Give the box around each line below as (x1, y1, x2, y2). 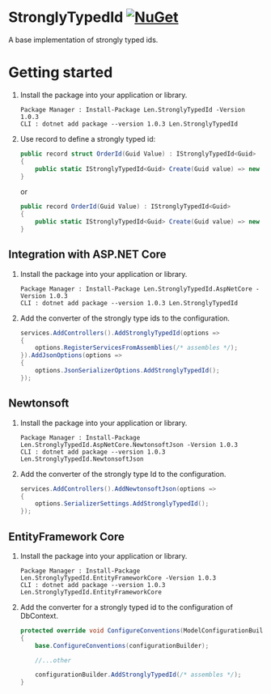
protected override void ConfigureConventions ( (19, 626, 184, 635)
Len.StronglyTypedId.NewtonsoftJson (19, 454, 144, 463)
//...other (35, 656, 72, 664)
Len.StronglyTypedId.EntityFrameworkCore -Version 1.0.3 (19, 573, 217, 582)
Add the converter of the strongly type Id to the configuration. (19, 469, 227, 479)
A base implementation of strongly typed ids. (8, 35, 159, 45)
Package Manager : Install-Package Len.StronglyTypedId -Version (19, 105, 245, 113)
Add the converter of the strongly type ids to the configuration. (19, 313, 231, 323)
